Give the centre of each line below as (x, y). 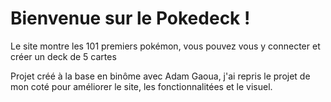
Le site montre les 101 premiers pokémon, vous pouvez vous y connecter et (165, 46)
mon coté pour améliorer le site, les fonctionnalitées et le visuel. (141, 86)
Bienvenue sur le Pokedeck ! (130, 18)
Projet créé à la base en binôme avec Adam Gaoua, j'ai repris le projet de (160, 76)
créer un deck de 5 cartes (63, 56)
